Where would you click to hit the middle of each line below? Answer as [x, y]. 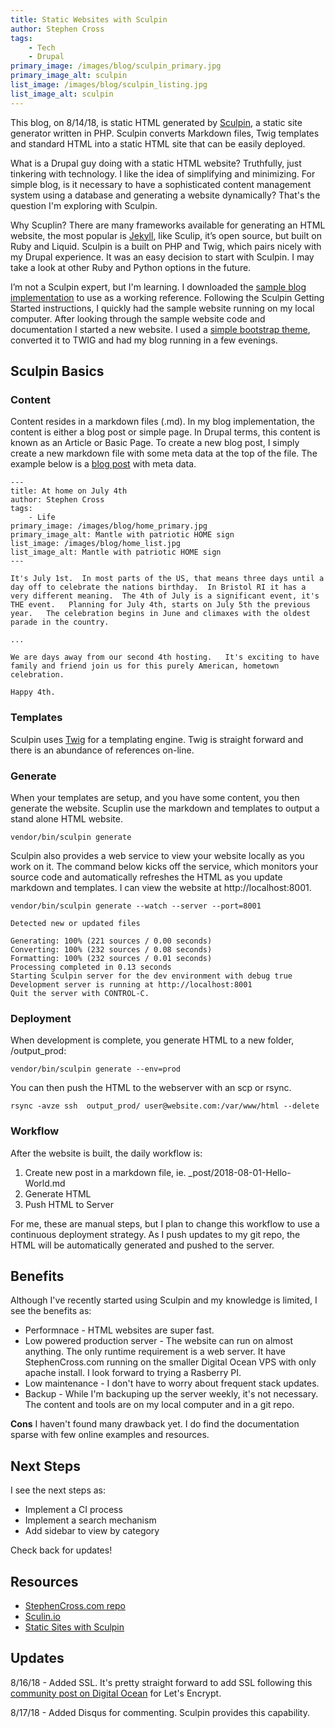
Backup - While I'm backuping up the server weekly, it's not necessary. [171, 1394]
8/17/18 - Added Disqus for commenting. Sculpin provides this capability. [160, 1712]
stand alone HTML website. [66, 818]
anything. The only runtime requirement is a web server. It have [155, 1352]
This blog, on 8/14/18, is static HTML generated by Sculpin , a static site [156, 122]
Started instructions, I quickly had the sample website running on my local [162, 308]
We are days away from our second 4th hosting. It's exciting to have [165, 657]
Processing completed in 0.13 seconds [91, 967]
